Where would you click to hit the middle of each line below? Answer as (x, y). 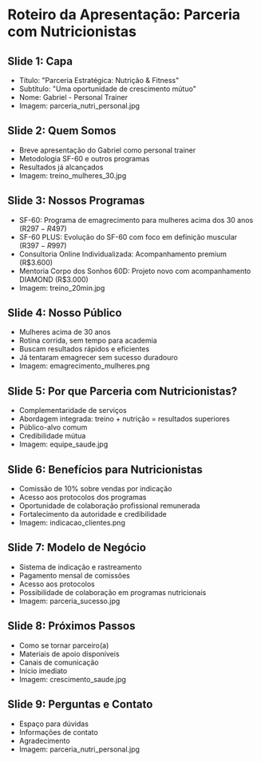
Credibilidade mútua (52, 436)
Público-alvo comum (53, 427)
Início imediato (43, 671)
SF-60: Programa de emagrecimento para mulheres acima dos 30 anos (136, 220)
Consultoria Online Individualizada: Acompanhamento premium (123, 254)
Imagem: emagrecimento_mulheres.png (84, 366)
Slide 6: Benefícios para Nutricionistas (105, 469)
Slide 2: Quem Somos (62, 131)
